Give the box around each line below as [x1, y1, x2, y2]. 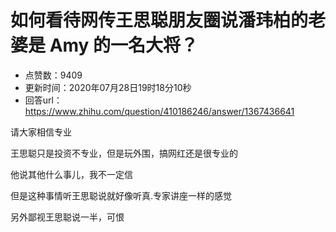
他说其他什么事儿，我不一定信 [10, 168, 133, 180]
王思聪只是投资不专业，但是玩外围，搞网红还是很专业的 [10, 147, 238, 159]
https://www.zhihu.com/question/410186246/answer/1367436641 [24, 105, 295, 117]
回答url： [24, 94, 63, 106]
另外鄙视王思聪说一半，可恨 [10, 211, 125, 223]
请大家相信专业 [10, 126, 72, 138]
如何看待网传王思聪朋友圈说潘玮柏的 [10, 9, 309, 32]
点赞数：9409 [24, 69, 83, 81]
